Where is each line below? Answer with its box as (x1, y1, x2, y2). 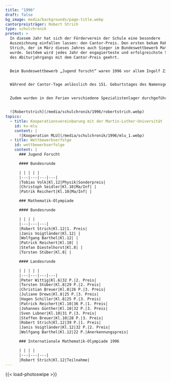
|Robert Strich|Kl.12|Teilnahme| (18, 357, 90, 363)
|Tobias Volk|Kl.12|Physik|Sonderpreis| (18, 180, 106, 185)
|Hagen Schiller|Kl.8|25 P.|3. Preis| (18, 297, 101, 302)
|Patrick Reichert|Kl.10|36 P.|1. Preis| (18, 301, 108, 306)
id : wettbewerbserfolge (14, 142, 65, 148)
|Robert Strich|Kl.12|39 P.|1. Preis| (18, 320, 101, 326)
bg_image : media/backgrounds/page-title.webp (5, 17, 103, 22)
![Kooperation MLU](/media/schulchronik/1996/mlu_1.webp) (18, 133, 145, 138)
